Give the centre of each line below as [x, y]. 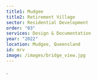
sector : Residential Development [47, 22]
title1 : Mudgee [25, 11]
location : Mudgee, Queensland [43, 45]
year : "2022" [22, 39]
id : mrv [16, 50]
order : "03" [21, 28]
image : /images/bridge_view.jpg [46, 55]
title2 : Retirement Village [41, 17]
